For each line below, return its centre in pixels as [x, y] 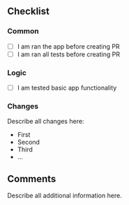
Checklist [29, 11]
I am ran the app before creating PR [68, 46]
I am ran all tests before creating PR [69, 54]
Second [29, 142]
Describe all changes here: [46, 122]
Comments [32, 179]
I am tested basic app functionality [67, 88]
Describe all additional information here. [64, 196]
